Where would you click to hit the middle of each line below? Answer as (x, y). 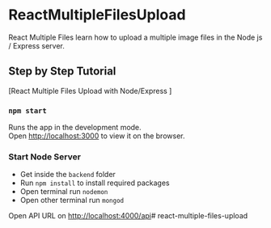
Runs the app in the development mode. (75, 128)
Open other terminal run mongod (72, 201)
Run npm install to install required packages (95, 183)
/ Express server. (36, 45)
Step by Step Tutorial (62, 72)
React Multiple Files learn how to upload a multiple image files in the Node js (135, 37)
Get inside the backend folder (68, 175)
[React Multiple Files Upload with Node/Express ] (90, 91)
